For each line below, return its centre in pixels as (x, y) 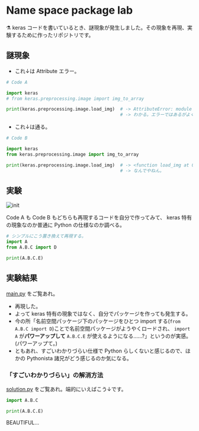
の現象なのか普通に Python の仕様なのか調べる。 (66, 225)
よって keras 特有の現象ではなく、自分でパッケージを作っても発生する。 (103, 313)
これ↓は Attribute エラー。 (47, 71)
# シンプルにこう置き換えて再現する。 (46, 236)
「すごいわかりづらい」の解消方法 (55, 375)
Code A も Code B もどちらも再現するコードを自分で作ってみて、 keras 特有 (99, 218)
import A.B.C (22, 400)
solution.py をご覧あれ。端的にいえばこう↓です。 (66, 389)
